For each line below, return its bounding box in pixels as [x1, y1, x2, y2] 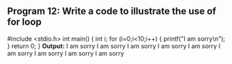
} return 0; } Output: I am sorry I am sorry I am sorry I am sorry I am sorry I [7, 41, 220, 50]
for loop [7, 17, 42, 28]
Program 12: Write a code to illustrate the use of [7, 6, 217, 17]
